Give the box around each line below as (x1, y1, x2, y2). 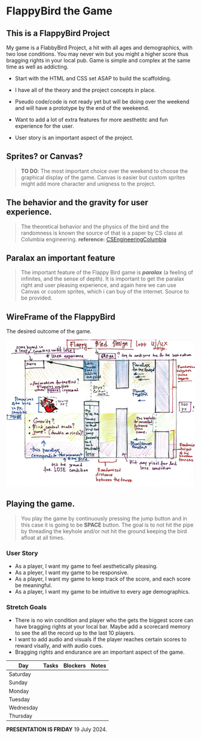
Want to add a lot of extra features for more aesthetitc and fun (14, 116, 168, 123)
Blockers (63, 662, 86, 669)
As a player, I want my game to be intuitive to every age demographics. (14, 588, 190, 596)
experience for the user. (14, 122, 74, 130)
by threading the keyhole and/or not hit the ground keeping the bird (20, 527, 187, 535)
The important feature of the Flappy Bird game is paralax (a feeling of (20, 269, 193, 276)
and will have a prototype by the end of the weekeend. (14, 104, 150, 112)
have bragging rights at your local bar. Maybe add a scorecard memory (14, 623, 191, 630)
